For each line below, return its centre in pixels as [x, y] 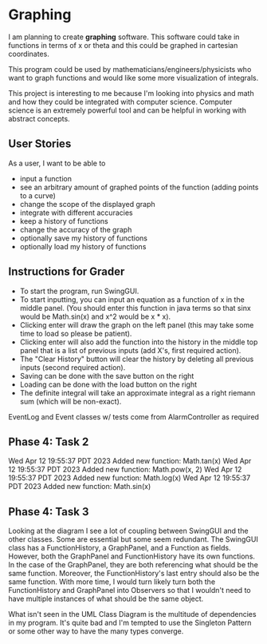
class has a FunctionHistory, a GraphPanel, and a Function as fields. [120, 548]
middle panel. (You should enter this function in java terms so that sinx [135, 308]
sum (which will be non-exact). [71, 401]
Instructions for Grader [67, 272]
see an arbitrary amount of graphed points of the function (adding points [139, 187]
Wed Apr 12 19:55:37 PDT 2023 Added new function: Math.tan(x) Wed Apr [130, 461]
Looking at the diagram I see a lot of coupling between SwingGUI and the [128, 531]
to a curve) [37, 195]
